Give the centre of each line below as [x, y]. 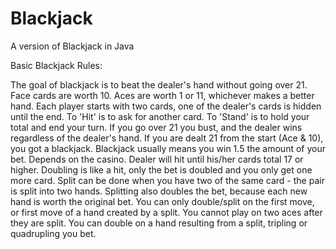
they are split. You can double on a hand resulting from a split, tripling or [159, 223]
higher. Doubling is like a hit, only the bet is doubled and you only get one [161, 169]
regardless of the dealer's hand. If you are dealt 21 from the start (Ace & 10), [167, 138]
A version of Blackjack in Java [72, 46]
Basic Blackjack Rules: [56, 65]
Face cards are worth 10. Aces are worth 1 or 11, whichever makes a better [162, 95]
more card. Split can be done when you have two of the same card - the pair [167, 180]
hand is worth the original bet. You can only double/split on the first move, [162, 201]
